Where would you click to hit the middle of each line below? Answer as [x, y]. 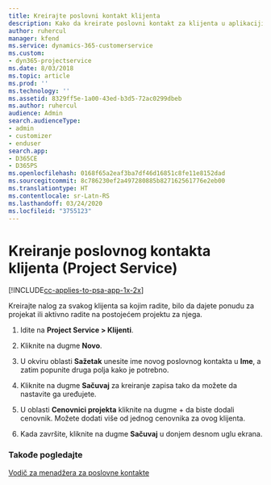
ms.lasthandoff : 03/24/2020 [56, 203]
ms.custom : [27, 53]
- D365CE [23, 158]
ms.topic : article [39, 76]
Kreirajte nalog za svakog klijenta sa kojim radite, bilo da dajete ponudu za [131, 306]
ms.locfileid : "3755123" [50, 211]
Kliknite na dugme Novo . [61, 346]
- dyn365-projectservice [50, 61]
